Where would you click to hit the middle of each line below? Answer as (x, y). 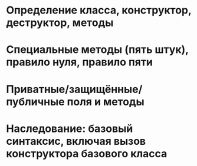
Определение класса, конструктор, (99, 10)
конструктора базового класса (87, 153)
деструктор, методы (60, 23)
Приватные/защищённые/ (74, 89)
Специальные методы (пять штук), (97, 50)
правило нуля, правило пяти (80, 62)
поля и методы (106, 102)
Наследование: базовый (70, 129)
